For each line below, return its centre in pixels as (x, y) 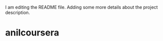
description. (18, 12)
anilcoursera (32, 33)
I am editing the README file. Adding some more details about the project (81, 7)
